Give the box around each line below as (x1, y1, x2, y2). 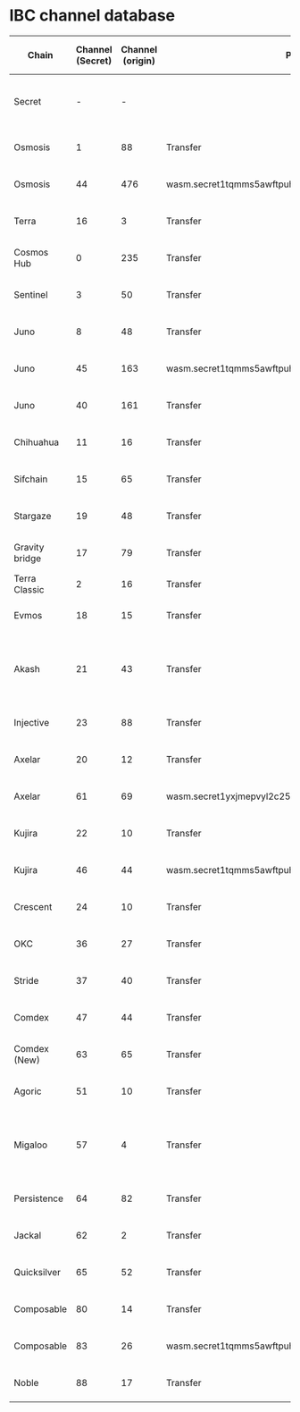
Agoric (13, 1085, 42, 1097)
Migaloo (13, 1139, 48, 1151)
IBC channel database (9, 5, 176, 26)
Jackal (13, 1229, 42, 1241)
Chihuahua (13, 435, 60, 448)
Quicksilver (13, 1265, 61, 1278)
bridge (13, 551, 42, 564)
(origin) (122, 55, 156, 67)
